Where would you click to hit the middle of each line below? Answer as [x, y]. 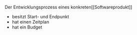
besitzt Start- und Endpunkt [40, 17]
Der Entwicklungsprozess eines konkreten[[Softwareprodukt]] [68, 7]
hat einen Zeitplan [30, 22]
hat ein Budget [27, 27]
